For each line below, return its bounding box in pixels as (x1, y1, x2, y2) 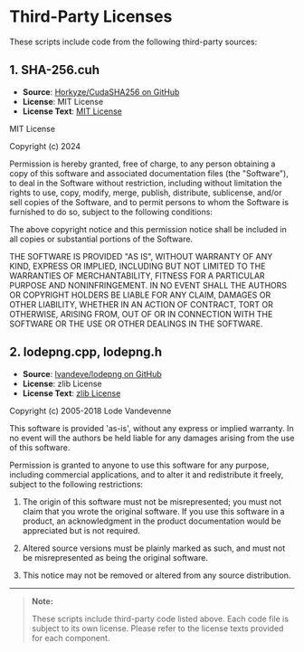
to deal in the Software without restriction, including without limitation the (9, 177, 282, 188)
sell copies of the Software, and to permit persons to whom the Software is (9, 196, 290, 207)
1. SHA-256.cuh (9, 62, 100, 78)
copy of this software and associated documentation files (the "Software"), (9, 167, 290, 178)
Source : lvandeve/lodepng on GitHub (22, 368, 163, 379)
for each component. (31, 632, 110, 643)
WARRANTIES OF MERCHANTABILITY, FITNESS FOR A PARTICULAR (9, 269, 265, 281)
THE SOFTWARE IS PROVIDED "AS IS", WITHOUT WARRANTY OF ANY (9, 250, 273, 261)
